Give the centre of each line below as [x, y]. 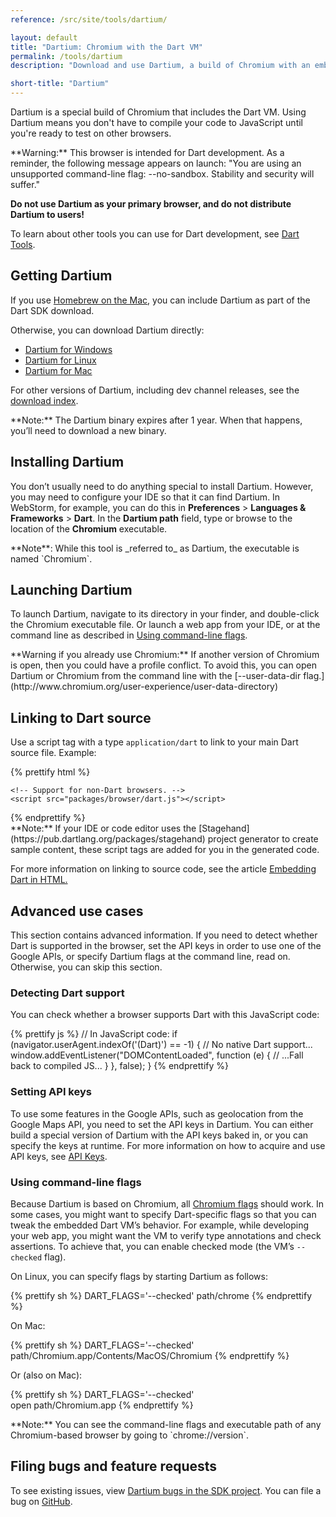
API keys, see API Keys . [59, 1156]
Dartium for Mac [58, 370]
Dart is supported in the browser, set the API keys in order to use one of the [166, 946]
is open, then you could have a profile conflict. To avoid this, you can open [164, 665]
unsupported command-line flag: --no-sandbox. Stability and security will [162, 174]
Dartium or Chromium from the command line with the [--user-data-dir [156, 676]
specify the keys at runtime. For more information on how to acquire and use [168, 1145]
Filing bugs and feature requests [114, 1466]
